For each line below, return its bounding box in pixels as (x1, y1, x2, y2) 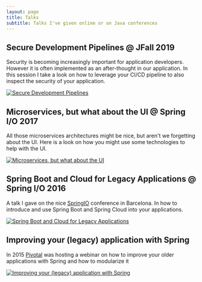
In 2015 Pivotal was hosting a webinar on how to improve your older (6, 251, 174, 258)
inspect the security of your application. (6, 78, 106, 85)
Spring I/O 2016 (6, 183, 66, 193)
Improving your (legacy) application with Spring (6, 235, 190, 245)
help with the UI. (6, 145, 47, 152)
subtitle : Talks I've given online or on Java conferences (6, 20, 158, 26)
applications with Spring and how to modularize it (6, 257, 129, 265)
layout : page (6, 8, 39, 15)
